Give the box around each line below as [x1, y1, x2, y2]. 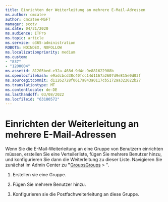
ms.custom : [5, 54, 28, 60]
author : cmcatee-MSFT [5, 17, 51, 22]
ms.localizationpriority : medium [5, 49, 76, 55]
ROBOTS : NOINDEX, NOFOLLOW [5, 45, 62, 50]
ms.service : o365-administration [5, 40, 76, 45]
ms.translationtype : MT [5, 82, 55, 87]
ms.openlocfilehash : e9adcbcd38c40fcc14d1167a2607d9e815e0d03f [5, 73, 141, 78]
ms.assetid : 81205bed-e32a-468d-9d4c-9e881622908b [5, 69, 114, 74]
